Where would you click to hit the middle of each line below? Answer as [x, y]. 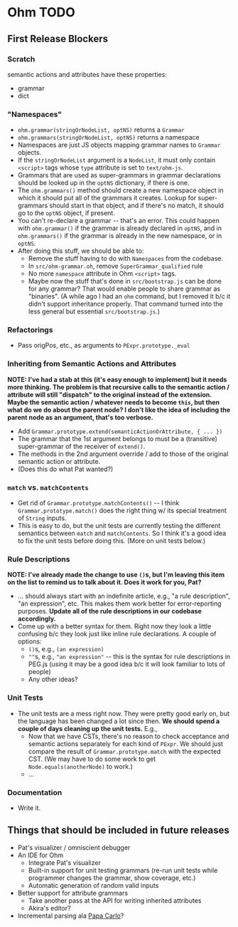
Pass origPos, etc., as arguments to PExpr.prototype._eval [104, 346]
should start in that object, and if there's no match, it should [136, 206]
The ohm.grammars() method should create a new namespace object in [120, 190]
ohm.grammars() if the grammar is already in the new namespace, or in [120, 236]
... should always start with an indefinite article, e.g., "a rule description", [124, 596]
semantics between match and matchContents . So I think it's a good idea [122, 533]
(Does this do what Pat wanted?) [65, 469]
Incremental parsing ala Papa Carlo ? [71, 916]
